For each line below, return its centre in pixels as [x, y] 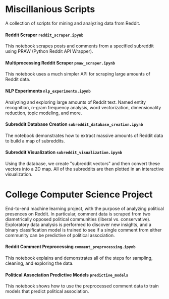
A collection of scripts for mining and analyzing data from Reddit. [73, 23]
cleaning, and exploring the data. [40, 263]
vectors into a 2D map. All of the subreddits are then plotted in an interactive [84, 169]
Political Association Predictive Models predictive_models [67, 275]
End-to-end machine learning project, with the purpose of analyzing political [84, 208]
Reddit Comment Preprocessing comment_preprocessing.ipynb [71, 247]
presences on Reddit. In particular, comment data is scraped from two [78, 214]
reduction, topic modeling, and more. [44, 113]
